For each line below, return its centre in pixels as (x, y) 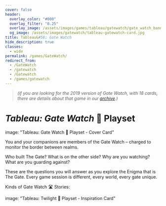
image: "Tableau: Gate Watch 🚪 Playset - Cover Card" (60, 132)
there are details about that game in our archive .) (67, 98)
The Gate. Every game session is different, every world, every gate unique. (81, 177)
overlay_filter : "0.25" (34, 24)
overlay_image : (25, 28)
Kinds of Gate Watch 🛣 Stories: (38, 187)
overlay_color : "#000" (33, 19)
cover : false (19, 10)
